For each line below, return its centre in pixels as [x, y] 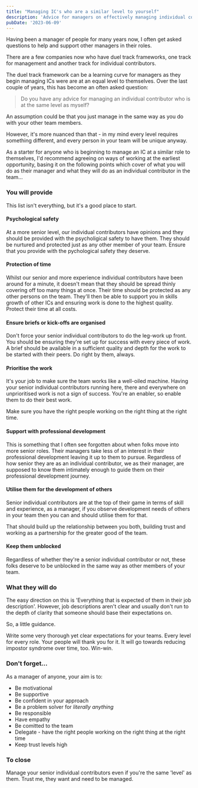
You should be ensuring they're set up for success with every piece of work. [99, 342]
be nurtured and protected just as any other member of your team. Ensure [96, 244]
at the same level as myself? [55, 105]
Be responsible [33, 713]
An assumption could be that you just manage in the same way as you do [95, 116]
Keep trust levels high [41, 744]
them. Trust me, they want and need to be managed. [70, 779]
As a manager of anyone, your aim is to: [55, 676]
